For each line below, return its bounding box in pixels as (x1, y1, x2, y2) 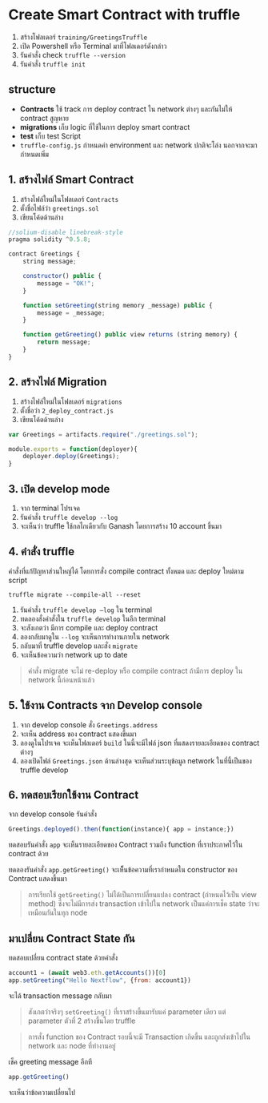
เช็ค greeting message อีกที (8, 1057, 93, 1066)
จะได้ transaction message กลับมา (8, 991, 112, 1000)
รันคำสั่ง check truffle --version (19, 50, 126, 59)
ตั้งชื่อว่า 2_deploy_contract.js (19, 405, 114, 415)
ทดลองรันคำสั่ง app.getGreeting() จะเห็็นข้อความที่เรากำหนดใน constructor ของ (8, 865, 238, 875)
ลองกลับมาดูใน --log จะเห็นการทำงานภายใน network (19, 631, 170, 642)
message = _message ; (37, 308, 106, 317)
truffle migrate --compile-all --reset (8, 590, 142, 598)
